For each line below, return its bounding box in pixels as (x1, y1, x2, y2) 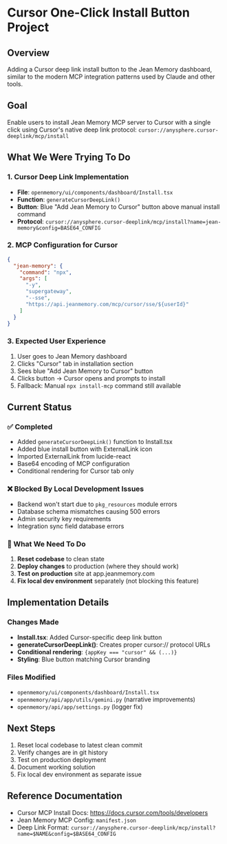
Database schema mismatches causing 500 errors (17, 507, 160, 515)
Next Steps (7, 723, 56, 734)
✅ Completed (7, 422, 53, 432)
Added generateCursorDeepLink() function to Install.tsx (17, 438, 173, 446)
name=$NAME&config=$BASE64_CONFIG (17, 830, 116, 837)
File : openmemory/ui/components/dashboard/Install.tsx (17, 188, 173, 196)
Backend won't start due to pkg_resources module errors (17, 500, 177, 508)
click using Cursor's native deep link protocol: (7, 125, 138, 134)
